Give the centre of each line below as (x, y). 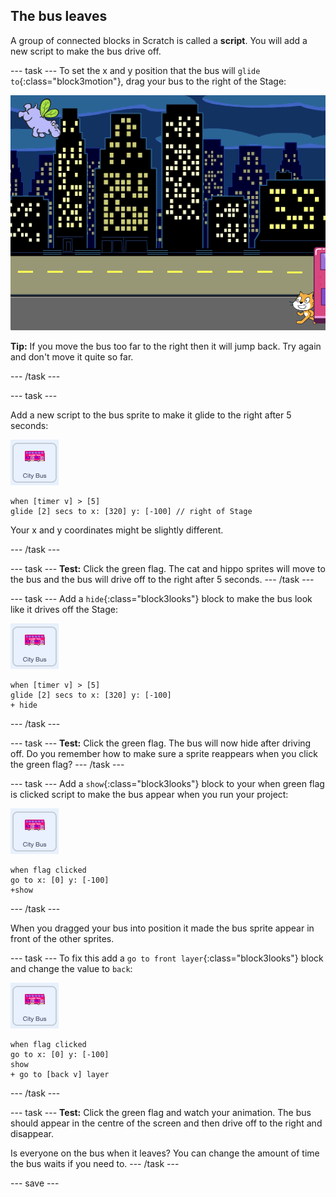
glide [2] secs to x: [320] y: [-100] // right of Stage (131, 511)
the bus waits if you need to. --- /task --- (95, 1163)
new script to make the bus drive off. (86, 51)
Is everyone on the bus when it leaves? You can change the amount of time (165, 1153)
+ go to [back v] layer (60, 1074)
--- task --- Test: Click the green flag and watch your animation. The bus (161, 1112)
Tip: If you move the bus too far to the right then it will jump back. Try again (166, 346)
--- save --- (35, 1183)
